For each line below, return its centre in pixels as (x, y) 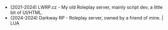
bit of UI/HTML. (27, 12)
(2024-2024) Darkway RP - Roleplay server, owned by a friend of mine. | (87, 18)
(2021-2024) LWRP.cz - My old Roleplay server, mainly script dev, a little (86, 7)
